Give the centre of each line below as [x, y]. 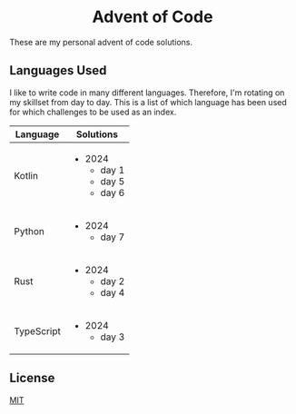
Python [30, 231]
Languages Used [58, 70]
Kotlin [26, 175]
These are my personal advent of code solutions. [101, 42]
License [32, 378]
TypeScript [37, 330]
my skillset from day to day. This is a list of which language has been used [148, 102]
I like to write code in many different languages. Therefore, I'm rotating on [147, 93]
